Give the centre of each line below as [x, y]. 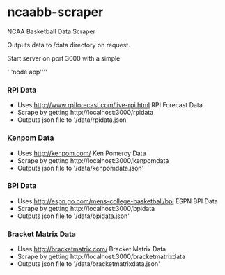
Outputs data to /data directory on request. [69, 45]
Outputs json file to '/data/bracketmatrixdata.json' [88, 264]
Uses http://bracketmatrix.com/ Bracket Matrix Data [92, 249]
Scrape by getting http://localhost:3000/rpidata [85, 113]
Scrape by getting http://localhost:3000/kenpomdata [93, 160]
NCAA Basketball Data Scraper [52, 31]
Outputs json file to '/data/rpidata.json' [73, 120]
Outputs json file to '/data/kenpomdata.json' [80, 168]
